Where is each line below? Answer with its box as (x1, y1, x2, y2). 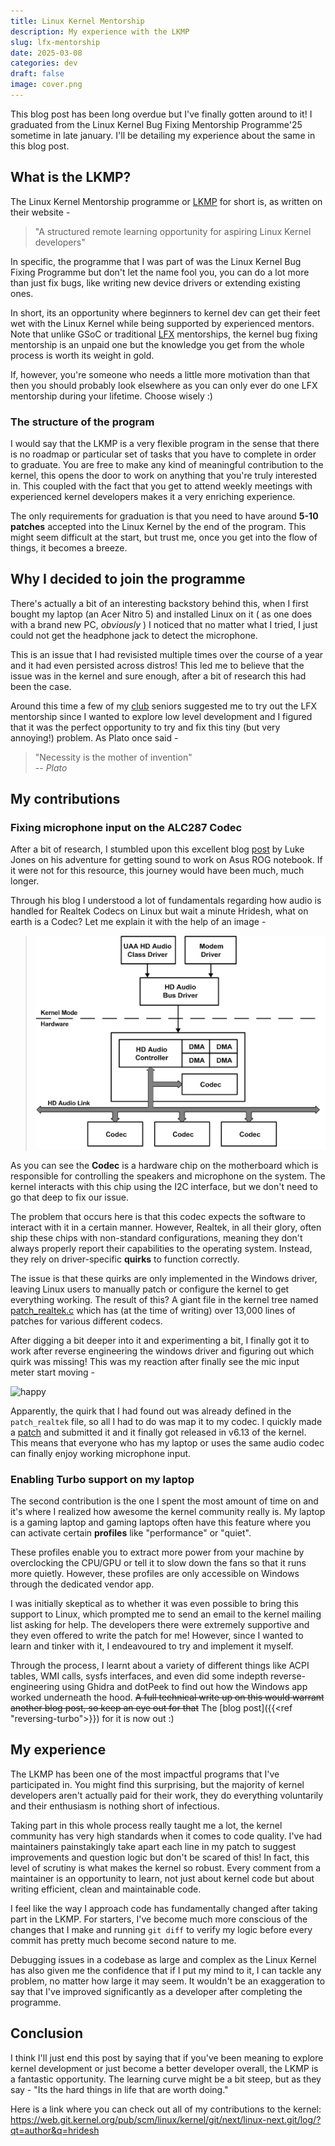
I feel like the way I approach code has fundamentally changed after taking (10, 1902, 318, 1914)
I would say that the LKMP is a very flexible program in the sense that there (10, 437, 320, 449)
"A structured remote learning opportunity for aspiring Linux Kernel (34, 225, 312, 237)
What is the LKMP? (10, 169, 132, 186)
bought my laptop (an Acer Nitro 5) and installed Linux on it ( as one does (10, 608, 313, 620)
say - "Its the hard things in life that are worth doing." (10, 2083, 229, 2095)
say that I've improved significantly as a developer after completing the (10, 1985, 303, 1997)
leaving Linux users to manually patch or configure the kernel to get (10, 1283, 290, 1295)
